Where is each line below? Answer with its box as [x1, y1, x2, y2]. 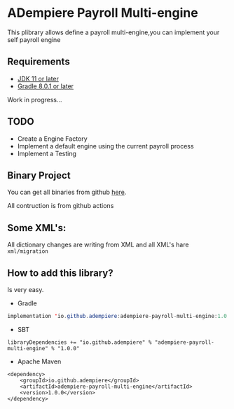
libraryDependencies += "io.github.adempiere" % [7, 338, 152, 346]
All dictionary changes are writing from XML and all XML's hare [7, 240, 189, 249]
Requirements [7, 56, 70, 68]
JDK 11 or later [17, 74, 60, 83]
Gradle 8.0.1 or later [17, 82, 74, 90]
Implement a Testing [17, 149, 77, 158]
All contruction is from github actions [7, 202, 114, 210]
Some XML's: [7, 222, 67, 234]
